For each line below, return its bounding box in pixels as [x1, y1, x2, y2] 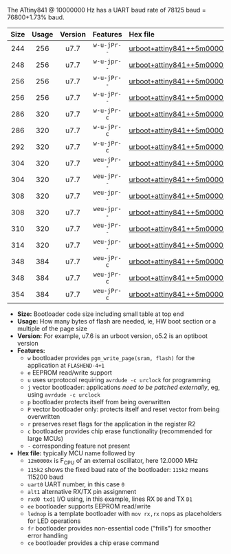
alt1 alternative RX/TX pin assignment [27, 487, 136, 495]
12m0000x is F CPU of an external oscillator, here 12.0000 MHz [27, 457, 198, 466]
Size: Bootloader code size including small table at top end [16, 310, 184, 318]
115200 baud [27, 473, 64, 481]
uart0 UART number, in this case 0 [27, 479, 125, 488]
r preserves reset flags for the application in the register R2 [27, 420, 196, 428]
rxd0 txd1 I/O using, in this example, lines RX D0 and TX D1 [27, 495, 192, 503]
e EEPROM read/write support [27, 368, 112, 377]
